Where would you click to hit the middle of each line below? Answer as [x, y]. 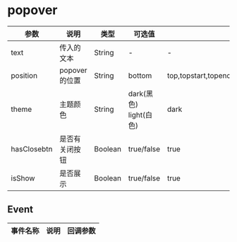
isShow [23, 178]
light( [137, 115]
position [24, 75]
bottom [140, 75]
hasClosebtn [32, 149]
